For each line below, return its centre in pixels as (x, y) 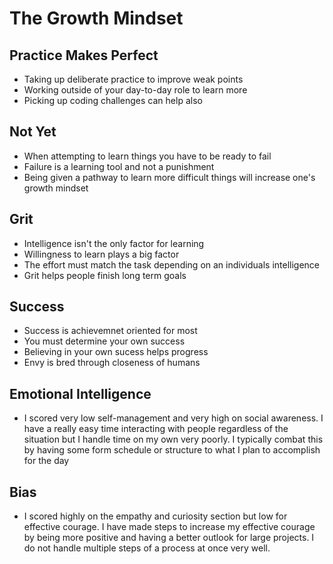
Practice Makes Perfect (84, 55)
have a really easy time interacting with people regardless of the (156, 429)
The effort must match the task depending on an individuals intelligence (171, 264)
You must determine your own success (104, 341)
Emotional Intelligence (80, 393)
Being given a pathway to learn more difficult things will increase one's (169, 177)
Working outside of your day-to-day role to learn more (135, 90)
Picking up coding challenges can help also (113, 100)
